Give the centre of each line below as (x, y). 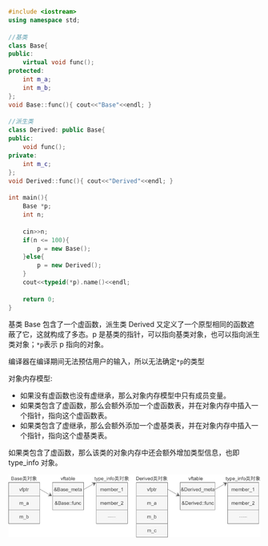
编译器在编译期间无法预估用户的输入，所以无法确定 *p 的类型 (107, 361)
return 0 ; (39, 299)
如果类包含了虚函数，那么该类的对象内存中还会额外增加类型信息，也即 (124, 452)
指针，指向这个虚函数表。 (69, 415)
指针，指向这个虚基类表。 (69, 435)
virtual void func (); (58, 63)
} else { (34, 257)
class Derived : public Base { (57, 130)
